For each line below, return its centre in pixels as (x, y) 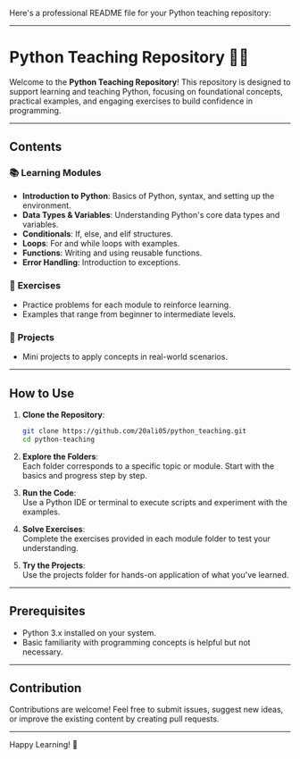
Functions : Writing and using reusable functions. (112, 253)
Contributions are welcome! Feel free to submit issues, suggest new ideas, (146, 710)
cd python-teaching (58, 439)
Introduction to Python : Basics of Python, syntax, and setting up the (148, 196)
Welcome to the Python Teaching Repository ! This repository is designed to (150, 82)
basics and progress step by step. (84, 475)
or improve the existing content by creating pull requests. (114, 719)
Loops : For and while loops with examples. (101, 243)
